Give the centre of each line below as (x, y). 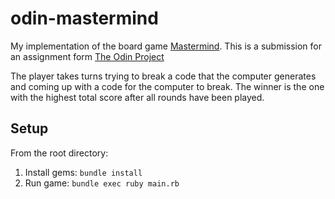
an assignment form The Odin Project (87, 56)
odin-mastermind (84, 18)
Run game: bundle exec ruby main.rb (102, 183)
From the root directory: (59, 153)
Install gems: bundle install (83, 172)
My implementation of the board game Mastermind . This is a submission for (166, 46)
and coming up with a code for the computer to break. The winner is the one (167, 86)
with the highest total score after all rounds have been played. (137, 97)
